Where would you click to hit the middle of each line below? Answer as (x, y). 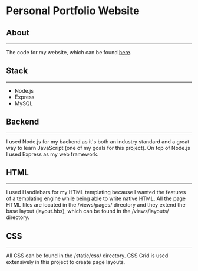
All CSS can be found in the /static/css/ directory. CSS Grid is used (87, 256)
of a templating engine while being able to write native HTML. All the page (96, 198)
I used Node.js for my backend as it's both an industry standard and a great (98, 141)
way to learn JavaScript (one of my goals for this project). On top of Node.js (98, 148)
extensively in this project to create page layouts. (66, 262)
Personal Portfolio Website (73, 11)
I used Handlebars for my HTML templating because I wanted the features (96, 192)
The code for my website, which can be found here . (69, 52)
